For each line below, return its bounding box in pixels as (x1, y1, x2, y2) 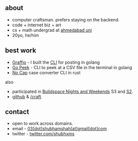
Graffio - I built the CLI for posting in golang (12, 59, 100, 65)
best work (5, 46, 37, 55)
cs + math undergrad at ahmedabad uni (12, 27, 92, 33)
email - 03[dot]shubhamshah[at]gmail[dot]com (12, 126, 107, 132)
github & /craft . (12, 93, 42, 99)
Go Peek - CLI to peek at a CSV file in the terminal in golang (12, 64, 133, 70)
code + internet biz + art (12, 22, 61, 28)
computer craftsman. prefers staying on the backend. (12, 17, 119, 22)
